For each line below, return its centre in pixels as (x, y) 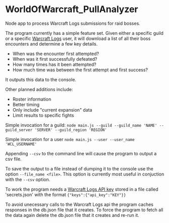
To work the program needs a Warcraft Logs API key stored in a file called (82, 189)
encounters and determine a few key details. (51, 43)
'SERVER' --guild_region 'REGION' (71, 130)
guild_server (19, 130)
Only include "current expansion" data (52, 110)
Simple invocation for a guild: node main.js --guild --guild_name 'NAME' (81, 125)
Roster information (32, 99)
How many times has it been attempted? (54, 64)
